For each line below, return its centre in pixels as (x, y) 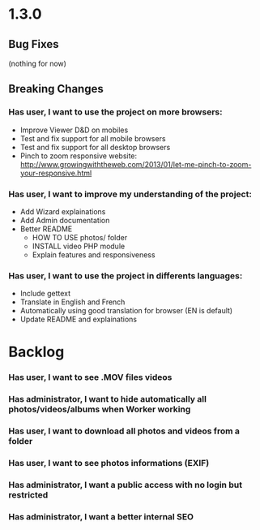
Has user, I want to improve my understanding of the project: (130, 194)
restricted (28, 495)
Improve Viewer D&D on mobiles (74, 130)
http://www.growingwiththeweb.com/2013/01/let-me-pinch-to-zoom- (136, 164)
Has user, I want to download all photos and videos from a (124, 431)
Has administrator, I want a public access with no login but (126, 485)
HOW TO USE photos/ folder (80, 237)
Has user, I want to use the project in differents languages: (126, 275)
